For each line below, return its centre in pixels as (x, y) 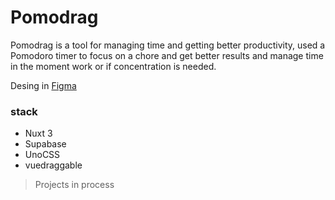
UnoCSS (42, 155)
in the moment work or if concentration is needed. (113, 66)
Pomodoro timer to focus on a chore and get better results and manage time (167, 55)
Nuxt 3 (38, 133)
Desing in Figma (43, 85)
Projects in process (74, 185)
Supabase (45, 144)
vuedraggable (53, 165)
